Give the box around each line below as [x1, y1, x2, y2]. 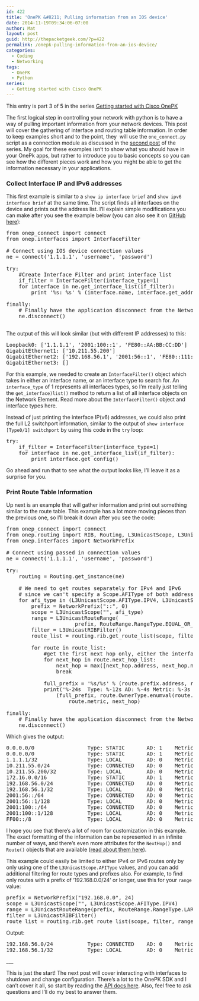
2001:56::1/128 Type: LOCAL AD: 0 [6, 798, 163, 805]
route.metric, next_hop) [68, 698, 141, 705]
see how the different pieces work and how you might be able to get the [6, 158, 182, 165]
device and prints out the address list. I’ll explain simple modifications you [6, 206, 187, 213]
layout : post [6, 31, 38, 37]
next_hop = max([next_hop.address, [56, 663, 160, 669]
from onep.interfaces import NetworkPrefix [6, 538, 134, 544]
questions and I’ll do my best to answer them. [6, 989, 117, 996]
